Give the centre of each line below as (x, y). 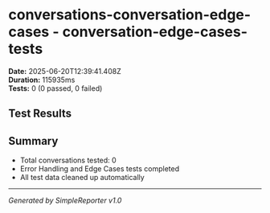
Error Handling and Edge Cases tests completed (100, 169)
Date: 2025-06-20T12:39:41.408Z (65, 71)
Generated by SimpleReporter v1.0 (65, 201)
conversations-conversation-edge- (130, 15)
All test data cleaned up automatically (82, 178)
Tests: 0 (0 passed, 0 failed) (55, 88)
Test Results (40, 114)
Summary (33, 141)
